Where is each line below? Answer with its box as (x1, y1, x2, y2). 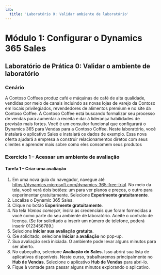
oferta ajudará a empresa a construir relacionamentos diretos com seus (5, 136, 148, 142)
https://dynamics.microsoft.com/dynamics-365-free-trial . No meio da (12, 181, 152, 187)
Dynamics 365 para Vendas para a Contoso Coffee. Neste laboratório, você (5, 126, 156, 132)
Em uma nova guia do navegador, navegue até (12, 177, 105, 182)
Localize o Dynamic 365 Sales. (12, 197, 74, 203)
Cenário (5, 84, 24, 91)
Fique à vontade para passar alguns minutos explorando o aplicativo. (12, 264, 150, 270)
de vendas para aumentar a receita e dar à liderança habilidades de (5, 116, 140, 122)
